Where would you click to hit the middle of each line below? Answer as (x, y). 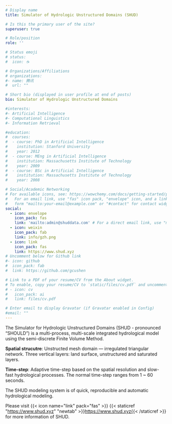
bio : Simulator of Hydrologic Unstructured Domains (61, 100)
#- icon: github (23, 261)
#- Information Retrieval (33, 123)
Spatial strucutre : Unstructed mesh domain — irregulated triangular (77, 348)
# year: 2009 (23, 166)
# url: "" (17, 85)
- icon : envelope (28, 213)
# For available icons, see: (36, 194)
